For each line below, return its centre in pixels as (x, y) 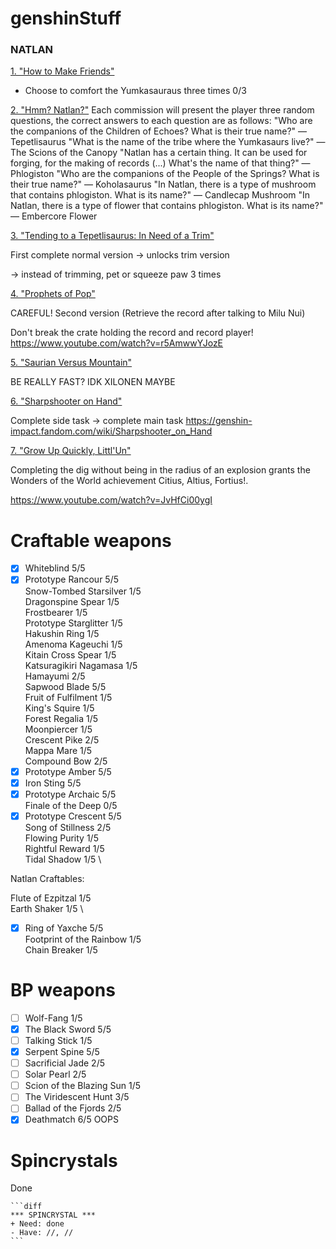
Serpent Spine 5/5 (62, 1051)
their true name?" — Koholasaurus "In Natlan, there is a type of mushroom (163, 184)
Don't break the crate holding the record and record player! (132, 333)
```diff (26, 1207)
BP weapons (63, 990)
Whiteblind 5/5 (55, 568)
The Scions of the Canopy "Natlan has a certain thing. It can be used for (159, 153)
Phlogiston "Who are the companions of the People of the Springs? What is (165, 174)
